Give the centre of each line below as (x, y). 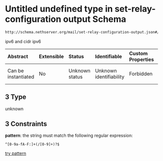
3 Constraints (26, 124)
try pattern (16, 153)
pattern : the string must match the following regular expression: (69, 136)
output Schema (95, 19)
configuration (33, 19)
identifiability (110, 77)
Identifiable (108, 56)
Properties (142, 59)
